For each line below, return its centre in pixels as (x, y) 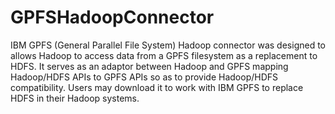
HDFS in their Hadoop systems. (75, 98)
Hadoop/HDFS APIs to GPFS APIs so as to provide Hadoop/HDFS (144, 77)
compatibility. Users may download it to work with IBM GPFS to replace (157, 87)
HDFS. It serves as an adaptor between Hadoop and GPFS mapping (149, 66)
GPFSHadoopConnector (112, 17)
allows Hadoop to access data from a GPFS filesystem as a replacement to (164, 55)
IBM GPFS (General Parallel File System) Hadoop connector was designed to (168, 45)
